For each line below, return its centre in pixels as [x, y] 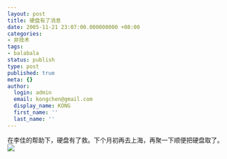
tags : [15, 47]
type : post [23, 66]
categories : [25, 34]
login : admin [33, 93]
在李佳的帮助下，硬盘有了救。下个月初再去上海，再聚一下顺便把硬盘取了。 [115, 140]
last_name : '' [34, 119]
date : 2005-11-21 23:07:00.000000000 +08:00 [74, 27]
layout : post [26, 14]
